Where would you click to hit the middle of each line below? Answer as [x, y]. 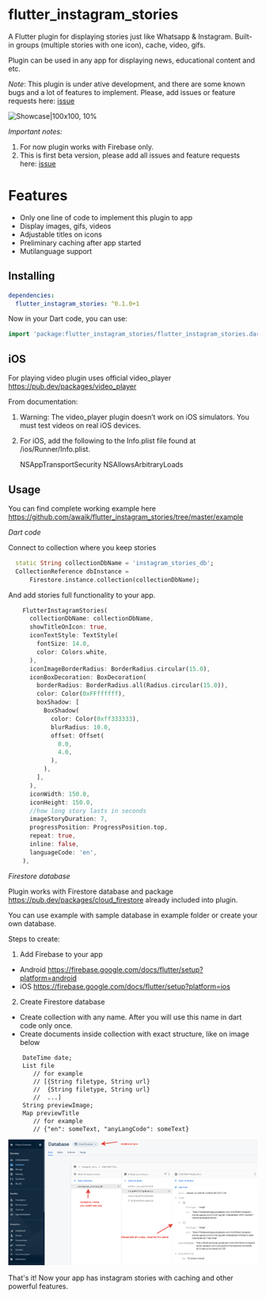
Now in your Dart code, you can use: [68, 319]
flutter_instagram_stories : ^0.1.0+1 [78, 304]
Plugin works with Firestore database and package [91, 891]
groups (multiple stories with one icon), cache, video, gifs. [110, 44]
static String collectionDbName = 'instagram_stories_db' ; [115, 563]
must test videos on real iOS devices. [80, 426]
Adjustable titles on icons [61, 234]
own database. [32, 923]
